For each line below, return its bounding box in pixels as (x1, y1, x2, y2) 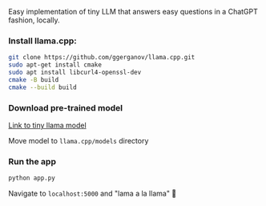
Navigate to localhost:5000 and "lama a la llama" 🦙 (8, 188, 177, 199)
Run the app (8, 156, 56, 167)
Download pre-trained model (8, 102, 123, 113)
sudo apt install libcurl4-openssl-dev (8, 68, 142, 77)
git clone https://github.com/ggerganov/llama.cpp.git (8, 54, 195, 62)
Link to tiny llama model (8, 120, 87, 130)
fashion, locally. (8, 15, 60, 25)
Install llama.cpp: (8, 35, 78, 46)
